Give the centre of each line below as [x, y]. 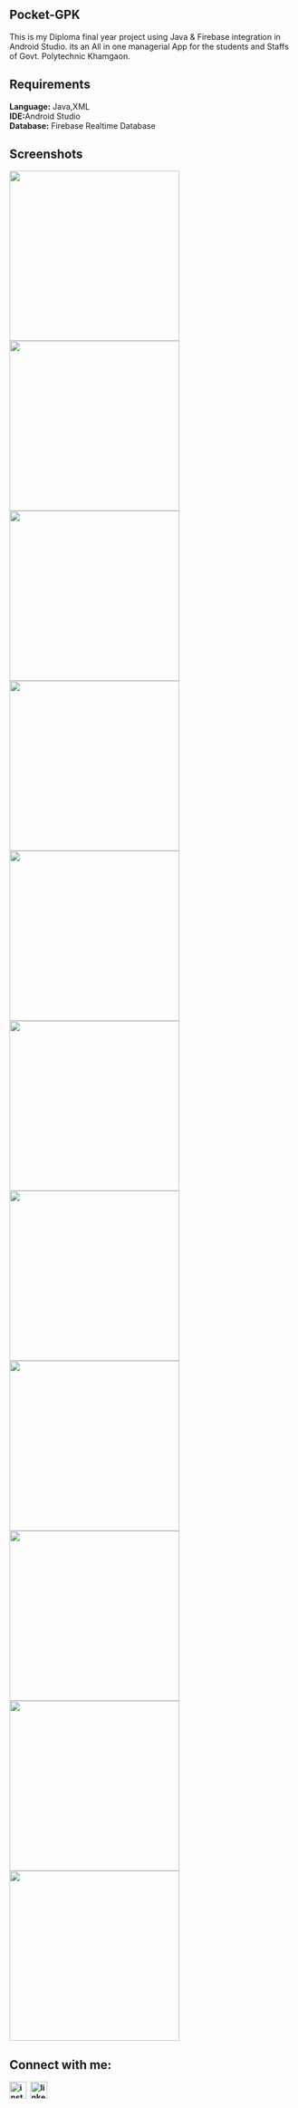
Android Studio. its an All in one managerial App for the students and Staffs [149, 46]
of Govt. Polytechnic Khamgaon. [70, 56]
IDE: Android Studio [45, 116]
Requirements [50, 85]
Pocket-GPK [45, 15]
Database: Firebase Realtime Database [82, 125]
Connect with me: [61, 2065]
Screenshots [46, 155]
